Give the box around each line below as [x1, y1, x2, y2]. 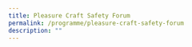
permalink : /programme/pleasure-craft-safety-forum [8, 19, 184, 27]
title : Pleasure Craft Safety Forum [8, 11, 130, 20]
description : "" [8, 26, 62, 34]
